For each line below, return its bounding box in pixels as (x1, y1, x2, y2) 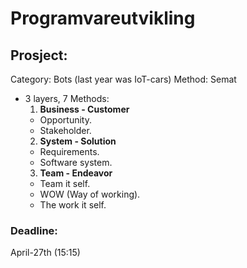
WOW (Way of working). (39, 188, 141, 200)
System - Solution (39, 135, 117, 147)
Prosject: (10, 47, 68, 64)
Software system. (39, 157, 113, 168)
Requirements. (39, 146, 100, 157)
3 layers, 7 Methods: (24, 93, 110, 104)
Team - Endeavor (39, 167, 113, 179)
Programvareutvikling (10, 7, 196, 30)
